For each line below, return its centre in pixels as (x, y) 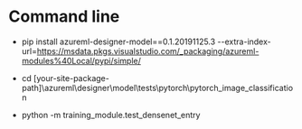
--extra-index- (245, 41)
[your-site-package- (71, 78)
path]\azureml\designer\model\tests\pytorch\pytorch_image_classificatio (157, 88)
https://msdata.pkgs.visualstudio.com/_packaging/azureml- (148, 51)
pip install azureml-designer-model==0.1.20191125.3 (118, 41)
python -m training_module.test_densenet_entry (111, 115)
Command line (64, 17)
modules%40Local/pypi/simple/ (81, 60)
